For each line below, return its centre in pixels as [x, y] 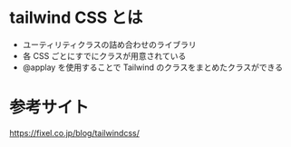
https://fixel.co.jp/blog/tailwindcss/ [75, 132]
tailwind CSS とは [76, 18]
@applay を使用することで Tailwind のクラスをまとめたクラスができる [153, 67]
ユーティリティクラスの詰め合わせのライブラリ [109, 44]
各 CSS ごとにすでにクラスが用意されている [104, 55]
